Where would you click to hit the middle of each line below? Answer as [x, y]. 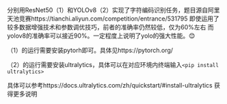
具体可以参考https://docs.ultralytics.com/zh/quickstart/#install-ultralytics [110, 85]
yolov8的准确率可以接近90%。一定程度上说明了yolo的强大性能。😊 [101, 36]
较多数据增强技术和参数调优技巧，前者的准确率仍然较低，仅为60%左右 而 [110, 27]
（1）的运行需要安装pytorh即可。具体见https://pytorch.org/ [90, 50]
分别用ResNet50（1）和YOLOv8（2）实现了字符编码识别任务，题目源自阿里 [113, 10]
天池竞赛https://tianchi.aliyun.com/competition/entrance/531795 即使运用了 [113, 18]
